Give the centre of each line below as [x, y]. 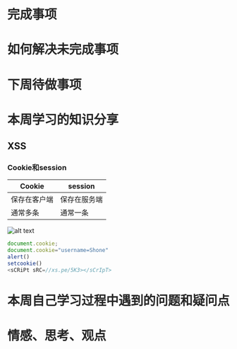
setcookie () [25, 264]
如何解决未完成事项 [63, 50]
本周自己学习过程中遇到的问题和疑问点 [119, 301]
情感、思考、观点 [57, 336]
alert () [19, 257]
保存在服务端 [82, 200]
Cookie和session [37, 168]
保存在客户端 [32, 200]
